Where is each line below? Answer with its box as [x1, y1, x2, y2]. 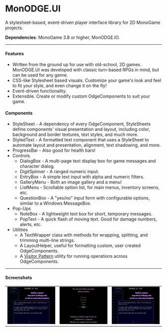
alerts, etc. [19, 221, 42, 227]
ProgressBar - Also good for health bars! [12, 147, 96, 153]
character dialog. [19, 163, 55, 169]
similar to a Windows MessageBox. [19, 200, 92, 207]
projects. [5, 24, 23, 30]
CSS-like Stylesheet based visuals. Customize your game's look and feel [12, 78, 162, 84]
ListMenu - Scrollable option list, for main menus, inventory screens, [19, 185, 160, 191]
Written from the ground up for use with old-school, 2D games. [12, 62, 142, 68]
